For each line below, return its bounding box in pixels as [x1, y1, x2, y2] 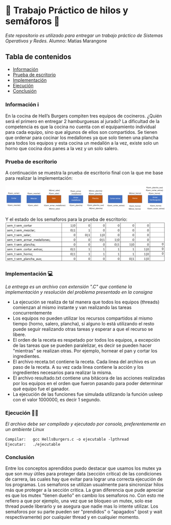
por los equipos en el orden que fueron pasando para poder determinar [12, 380, 163, 386]
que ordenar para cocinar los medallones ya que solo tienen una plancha [5, 135, 159, 141]
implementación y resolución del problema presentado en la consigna [5, 289, 153, 295]
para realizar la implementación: [5, 175, 73, 181]
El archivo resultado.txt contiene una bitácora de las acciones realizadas [12, 375, 165, 381]
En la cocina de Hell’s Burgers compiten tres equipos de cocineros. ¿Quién [5, 113, 162, 119]
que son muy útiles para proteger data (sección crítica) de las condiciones [5, 471, 162, 477]
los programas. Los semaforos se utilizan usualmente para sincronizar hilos [5, 482, 164, 488]
